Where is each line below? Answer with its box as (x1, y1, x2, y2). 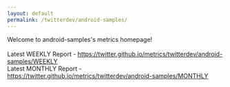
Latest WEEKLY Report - (7, 49, 76, 58)
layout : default (7, 10, 54, 17)
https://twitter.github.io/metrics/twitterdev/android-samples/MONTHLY (7, 71, 209, 79)
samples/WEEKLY (7, 57, 59, 65)
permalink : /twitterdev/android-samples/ (7, 16, 128, 23)
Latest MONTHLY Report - (7, 64, 82, 73)
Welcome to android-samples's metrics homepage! (7, 35, 153, 43)
